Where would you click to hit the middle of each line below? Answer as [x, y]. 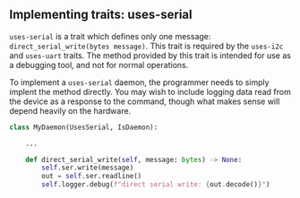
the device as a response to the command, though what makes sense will [145, 101]
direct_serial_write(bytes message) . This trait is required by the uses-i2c [146, 46]
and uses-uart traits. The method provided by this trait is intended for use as [150, 55]
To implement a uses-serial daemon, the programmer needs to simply [140, 82]
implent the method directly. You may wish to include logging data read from [150, 91]
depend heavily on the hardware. [70, 110]
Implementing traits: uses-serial [101, 15]
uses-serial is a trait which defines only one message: [110, 36]
